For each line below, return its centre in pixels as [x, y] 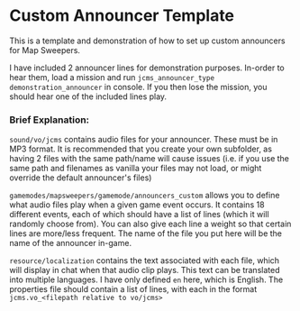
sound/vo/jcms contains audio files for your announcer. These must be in [144, 140]
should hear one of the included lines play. [88, 96]
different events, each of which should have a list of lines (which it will [139, 215]
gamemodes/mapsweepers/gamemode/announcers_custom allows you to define [145, 196]
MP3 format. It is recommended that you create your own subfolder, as [141, 149]
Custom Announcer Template [122, 16]
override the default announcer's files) [81, 178]
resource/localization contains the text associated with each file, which [145, 261]
